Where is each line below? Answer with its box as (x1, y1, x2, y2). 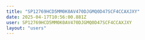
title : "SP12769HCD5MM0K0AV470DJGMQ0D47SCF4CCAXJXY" (6, 8, 140, 15)
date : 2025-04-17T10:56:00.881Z (6, 14, 87, 20)
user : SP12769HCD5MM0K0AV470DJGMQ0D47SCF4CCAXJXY (6, 19, 132, 25)
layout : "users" (6, 25, 47, 31)
